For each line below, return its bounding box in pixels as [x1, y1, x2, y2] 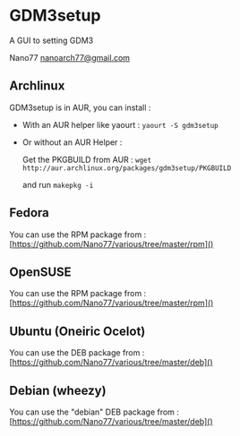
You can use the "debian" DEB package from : [9, 406, 179, 417]
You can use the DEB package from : [9, 347, 145, 358]
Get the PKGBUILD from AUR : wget [21, 154, 152, 165]
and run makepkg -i [21, 179, 94, 190]
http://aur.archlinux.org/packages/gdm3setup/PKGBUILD [21, 163, 232, 173]
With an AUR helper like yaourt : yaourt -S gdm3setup [21, 119, 219, 130]
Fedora [9, 205, 49, 220]
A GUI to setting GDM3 [9, 35, 94, 46]
